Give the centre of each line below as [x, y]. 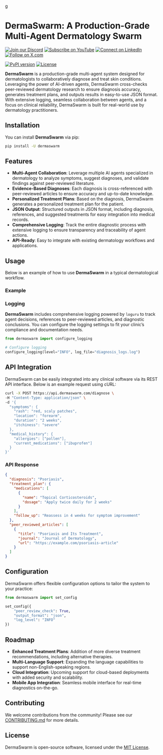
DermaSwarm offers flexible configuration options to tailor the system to [77, 583]
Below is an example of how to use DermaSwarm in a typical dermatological [82, 273]
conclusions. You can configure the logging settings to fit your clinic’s [75, 325]
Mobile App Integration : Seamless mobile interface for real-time [77, 682]
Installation [22, 125]
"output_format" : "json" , [40, 615]
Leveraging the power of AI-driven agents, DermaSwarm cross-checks [76, 84]
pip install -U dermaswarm [32, 146]
